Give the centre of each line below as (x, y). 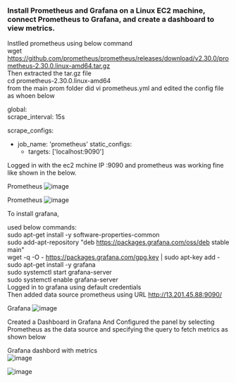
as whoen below (31, 96)
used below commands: (42, 227)
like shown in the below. (42, 173)
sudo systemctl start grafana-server (60, 272)
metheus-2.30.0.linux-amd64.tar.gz (59, 66)
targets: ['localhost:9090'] (66, 152)
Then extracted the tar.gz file (49, 73)
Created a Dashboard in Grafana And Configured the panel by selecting (111, 322)
